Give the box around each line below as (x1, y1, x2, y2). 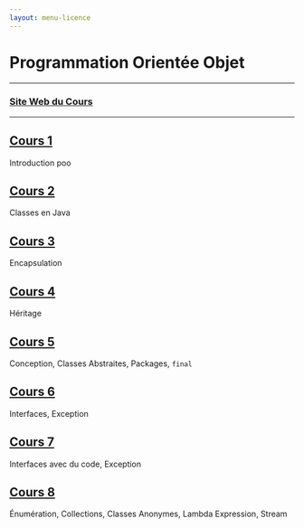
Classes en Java (9, 207, 71, 218)
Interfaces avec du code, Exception (9, 458, 142, 469)
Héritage (9, 308, 43, 319)
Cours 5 (9, 334, 55, 349)
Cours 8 (9, 485, 56, 500)
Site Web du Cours (9, 96, 93, 108)
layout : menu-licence (9, 13, 91, 23)
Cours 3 (9, 233, 56, 249)
